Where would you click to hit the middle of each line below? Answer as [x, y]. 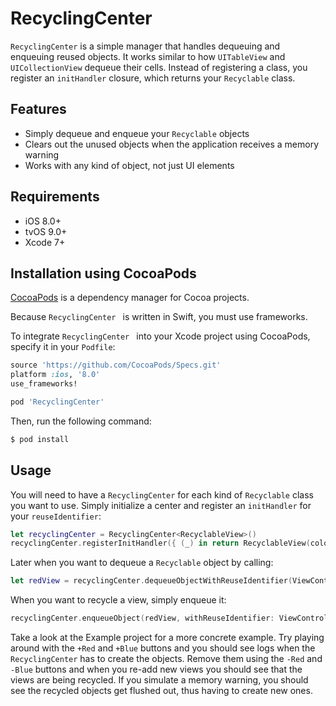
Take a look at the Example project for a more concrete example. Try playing [167, 638]
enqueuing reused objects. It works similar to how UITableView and [148, 56]
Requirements [55, 197]
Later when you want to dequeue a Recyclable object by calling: [142, 563]
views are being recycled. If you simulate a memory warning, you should [159, 680]
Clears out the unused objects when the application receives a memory [171, 144]
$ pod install [40, 439]
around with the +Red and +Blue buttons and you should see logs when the [163, 648]
